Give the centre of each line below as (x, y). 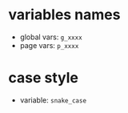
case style (43, 78)
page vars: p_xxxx (49, 45)
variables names (64, 15)
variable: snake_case (53, 100)
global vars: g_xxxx (51, 37)
